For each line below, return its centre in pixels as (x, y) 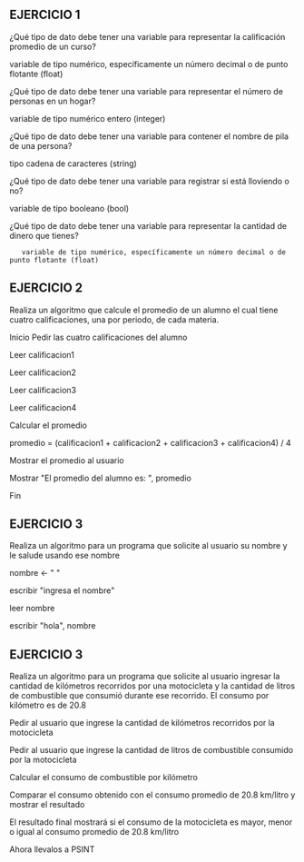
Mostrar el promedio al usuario (67, 460)
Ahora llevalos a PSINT (52, 849)
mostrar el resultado (47, 805)
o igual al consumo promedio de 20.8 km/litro (94, 832)
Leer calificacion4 (43, 407)
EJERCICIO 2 (46, 288)
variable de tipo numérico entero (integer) (88, 118)
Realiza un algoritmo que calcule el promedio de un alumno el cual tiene (144, 310)
